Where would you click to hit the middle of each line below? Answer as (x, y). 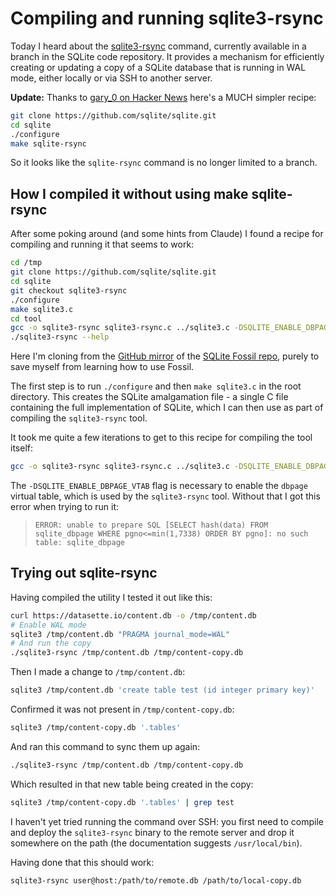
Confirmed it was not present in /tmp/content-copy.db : (122, 709)
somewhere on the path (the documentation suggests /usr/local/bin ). (156, 843)
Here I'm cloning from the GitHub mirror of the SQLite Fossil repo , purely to (165, 356)
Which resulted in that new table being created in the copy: (132, 784)
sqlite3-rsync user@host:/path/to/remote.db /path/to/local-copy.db (156, 880)
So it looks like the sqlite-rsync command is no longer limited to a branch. (164, 163)
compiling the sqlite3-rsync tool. (79, 418)
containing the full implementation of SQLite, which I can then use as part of (167, 408)
